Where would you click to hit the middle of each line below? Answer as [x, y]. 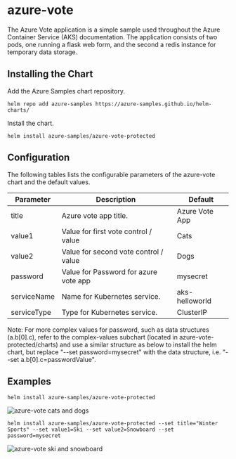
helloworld [194, 301]
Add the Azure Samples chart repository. [66, 91]
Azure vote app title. [95, 215]
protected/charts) [33, 344]
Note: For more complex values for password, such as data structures [108, 330]
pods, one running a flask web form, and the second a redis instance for [112, 44]
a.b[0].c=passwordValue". [58, 359]
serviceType [31, 312]
